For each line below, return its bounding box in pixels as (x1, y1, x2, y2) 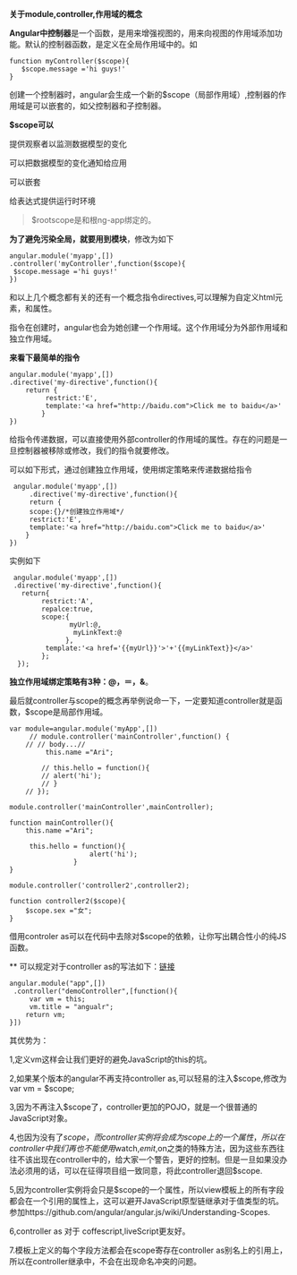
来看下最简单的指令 (9, 353, 81, 363)
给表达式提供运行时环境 (9, 196, 96, 206)
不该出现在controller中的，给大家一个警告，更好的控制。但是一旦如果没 (16, 1154, 280, 1165)
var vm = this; (29, 995, 87, 1004)
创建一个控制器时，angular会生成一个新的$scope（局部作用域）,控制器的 (9, 90, 279, 99)
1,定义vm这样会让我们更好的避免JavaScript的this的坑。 (9, 1054, 212, 1065)
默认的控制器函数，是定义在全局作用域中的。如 (24, 39, 198, 49)
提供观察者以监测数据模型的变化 (9, 139, 127, 149)
